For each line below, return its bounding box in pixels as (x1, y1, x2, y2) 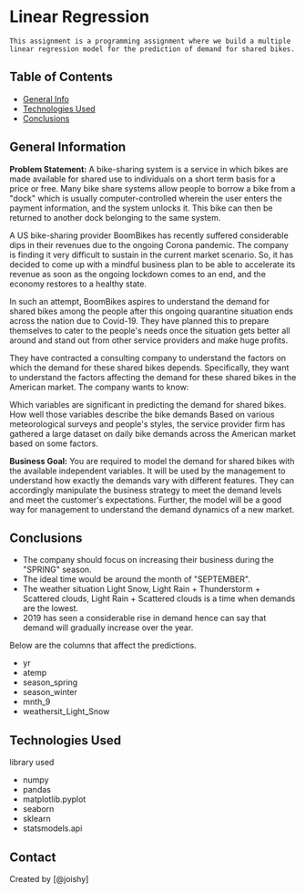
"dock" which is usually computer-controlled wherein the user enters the (9, 192, 282, 203)
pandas (22, 784, 52, 795)
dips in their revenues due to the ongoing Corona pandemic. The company (9, 239, 290, 250)
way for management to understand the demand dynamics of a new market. (9, 504, 295, 514)
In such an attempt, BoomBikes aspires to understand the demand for (9, 296, 270, 306)
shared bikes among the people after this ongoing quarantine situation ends (9, 306, 294, 317)
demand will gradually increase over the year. (22, 622, 194, 633)
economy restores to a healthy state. (9, 278, 147, 289)
